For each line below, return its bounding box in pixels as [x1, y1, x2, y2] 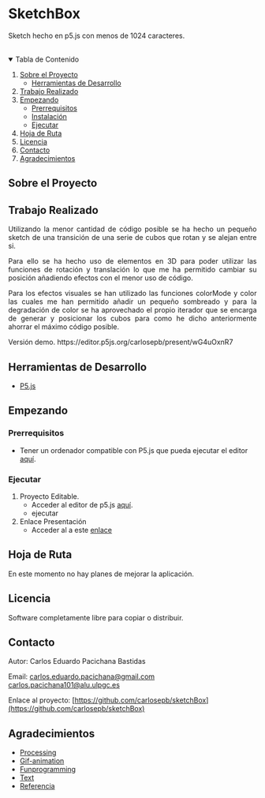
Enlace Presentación [19, 516, 87, 526]
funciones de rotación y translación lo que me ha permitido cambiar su [8, 265, 257, 275]
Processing [19, 747, 57, 758]
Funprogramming [19, 765, 77, 774]
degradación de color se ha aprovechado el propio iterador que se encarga [8, 305, 257, 315]
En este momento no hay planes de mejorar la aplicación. [8, 569, 195, 579]
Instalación [31, 111, 67, 121]
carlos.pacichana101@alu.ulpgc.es [8, 680, 121, 690]
